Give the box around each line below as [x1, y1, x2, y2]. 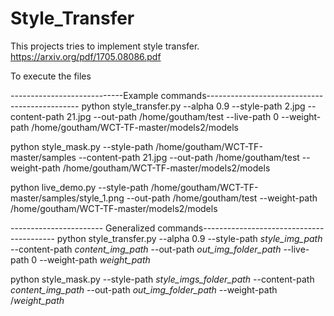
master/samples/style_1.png [10, 192, 125, 204]
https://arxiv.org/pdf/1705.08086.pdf [10, 50, 162, 62]
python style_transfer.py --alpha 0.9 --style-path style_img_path [56, 232, 323, 244]
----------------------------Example [10, 89, 159, 101]
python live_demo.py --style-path [10, 181, 149, 193]
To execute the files [10, 70, 92, 82]
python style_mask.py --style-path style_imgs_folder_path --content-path [10, 273, 315, 285]
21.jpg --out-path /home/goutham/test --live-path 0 [66, 110, 280, 122]
